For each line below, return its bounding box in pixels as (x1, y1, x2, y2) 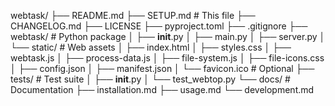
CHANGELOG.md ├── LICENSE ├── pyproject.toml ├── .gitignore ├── (10, 20, 308, 32)
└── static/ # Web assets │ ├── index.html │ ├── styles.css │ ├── (10, 41, 292, 53)
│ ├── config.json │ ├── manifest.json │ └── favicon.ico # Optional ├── (10, 63, 315, 74)
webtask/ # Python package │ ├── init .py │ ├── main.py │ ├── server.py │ (10, 31, 326, 42)
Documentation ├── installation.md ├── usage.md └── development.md (10, 84, 315, 95)
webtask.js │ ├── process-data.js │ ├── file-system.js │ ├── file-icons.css (10, 52, 325, 64)
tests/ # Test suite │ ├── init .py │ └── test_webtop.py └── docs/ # (10, 73, 291, 85)
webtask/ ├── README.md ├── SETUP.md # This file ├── (10, 10, 256, 21)
